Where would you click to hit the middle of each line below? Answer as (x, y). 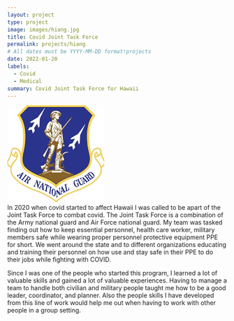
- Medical (28, 81)
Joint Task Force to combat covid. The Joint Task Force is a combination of (115, 215)
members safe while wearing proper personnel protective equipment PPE (113, 237)
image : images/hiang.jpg (43, 29)
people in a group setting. (44, 311)
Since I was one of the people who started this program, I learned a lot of (112, 273)
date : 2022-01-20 (32, 59)
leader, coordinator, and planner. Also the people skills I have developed (111, 295)
